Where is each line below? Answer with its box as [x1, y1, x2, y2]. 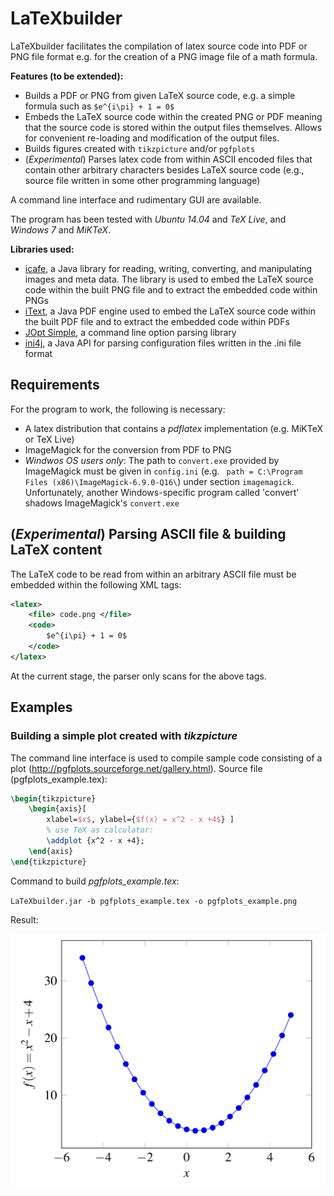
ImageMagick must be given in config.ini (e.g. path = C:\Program [24, 465, 303, 477]
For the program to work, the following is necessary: [10, 403, 226, 415]
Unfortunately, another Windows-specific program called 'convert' [24, 486, 300, 498]
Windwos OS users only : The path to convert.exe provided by [24, 454, 280, 466]
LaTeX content [10, 542, 103, 559]
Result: [10, 913, 39, 926]
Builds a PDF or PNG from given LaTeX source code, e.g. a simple [24, 89, 296, 101]
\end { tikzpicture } [10, 857, 87, 867]
